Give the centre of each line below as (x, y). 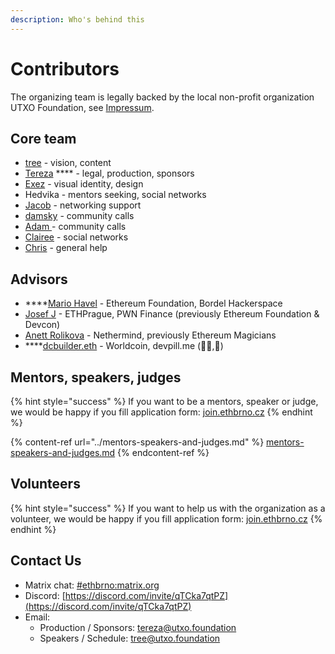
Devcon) (42, 325)
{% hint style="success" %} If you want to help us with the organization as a (168, 508)
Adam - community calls (75, 227)
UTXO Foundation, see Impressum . (82, 107)
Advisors (39, 279)
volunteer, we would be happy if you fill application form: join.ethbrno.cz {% (166, 518)
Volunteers (45, 484)
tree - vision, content (68, 163)
